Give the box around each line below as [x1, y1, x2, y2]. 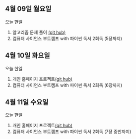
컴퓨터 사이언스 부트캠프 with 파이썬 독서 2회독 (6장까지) [12, 82, 123, 88]
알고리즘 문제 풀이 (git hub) [12, 29, 66, 35]
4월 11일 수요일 [5, 98, 49, 106]
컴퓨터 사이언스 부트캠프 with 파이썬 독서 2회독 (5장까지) [12, 35, 123, 41]
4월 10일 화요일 [5, 51, 50, 60]
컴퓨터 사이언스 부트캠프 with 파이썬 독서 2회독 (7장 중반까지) [12, 129, 132, 135]
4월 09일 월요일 [5, 4, 52, 13]
